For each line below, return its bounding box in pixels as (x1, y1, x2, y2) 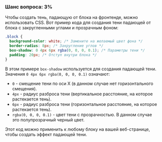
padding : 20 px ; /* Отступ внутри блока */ (9, 52, 97, 57)
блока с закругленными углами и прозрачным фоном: (5, 25, 119, 31)
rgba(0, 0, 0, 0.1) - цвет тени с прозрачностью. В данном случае (12, 111, 152, 118)
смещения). (12, 85, 37, 91)
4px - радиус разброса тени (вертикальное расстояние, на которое (12, 91, 153, 97)
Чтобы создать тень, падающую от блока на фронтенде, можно (5, 15, 138, 20)
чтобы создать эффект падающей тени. (5, 131, 87, 137)
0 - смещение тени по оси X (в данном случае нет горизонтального (12, 81, 154, 86)
